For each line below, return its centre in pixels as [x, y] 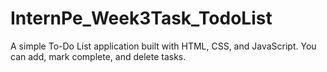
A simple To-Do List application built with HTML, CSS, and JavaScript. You [163, 46]
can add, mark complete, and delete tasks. [98, 56]
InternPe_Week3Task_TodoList [141, 18]
